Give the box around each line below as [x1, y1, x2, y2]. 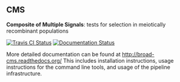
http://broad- [122, 51, 155, 58]
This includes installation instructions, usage [63, 57, 174, 64]
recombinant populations [6, 27, 68, 34]
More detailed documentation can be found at [6, 51, 121, 58]
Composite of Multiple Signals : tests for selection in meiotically [6, 20, 166, 28]
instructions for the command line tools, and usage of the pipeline [6, 63, 171, 71]
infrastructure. [6, 69, 42, 77]
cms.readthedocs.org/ [6, 57, 62, 64]
